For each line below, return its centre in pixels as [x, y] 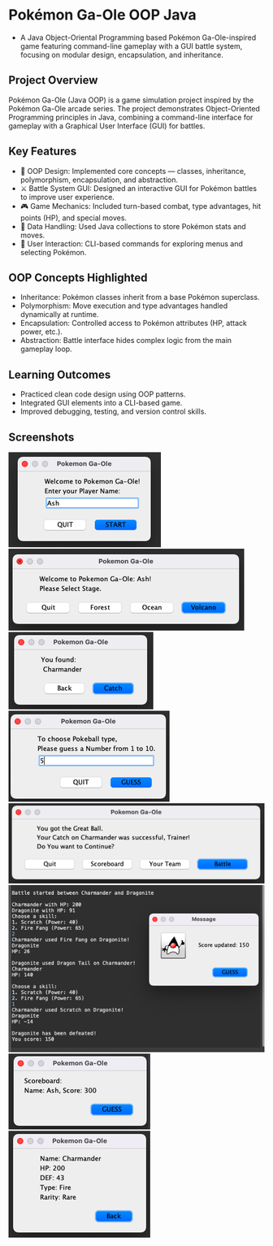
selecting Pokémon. [53, 252]
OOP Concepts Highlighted [78, 278]
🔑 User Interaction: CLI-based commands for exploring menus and [132, 243]
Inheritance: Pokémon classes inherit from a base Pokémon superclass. [140, 297]
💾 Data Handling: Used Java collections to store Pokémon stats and [133, 226]
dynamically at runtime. [59, 315]
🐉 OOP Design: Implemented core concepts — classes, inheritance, [133, 171]
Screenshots [41, 437]
